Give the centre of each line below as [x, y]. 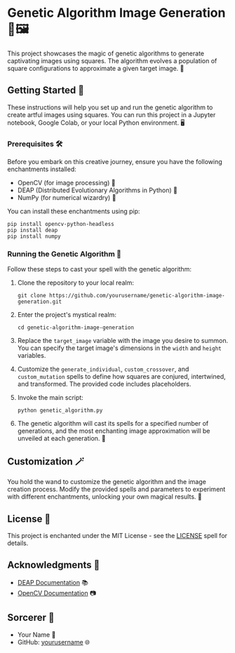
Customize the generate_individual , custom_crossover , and [103, 369]
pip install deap [33, 230]
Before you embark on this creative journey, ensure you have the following [115, 162]
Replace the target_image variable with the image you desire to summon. [123, 341]
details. [18, 543]
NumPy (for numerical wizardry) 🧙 [67, 198]
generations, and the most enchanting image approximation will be [114, 431]
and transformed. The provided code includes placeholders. [104, 384]
